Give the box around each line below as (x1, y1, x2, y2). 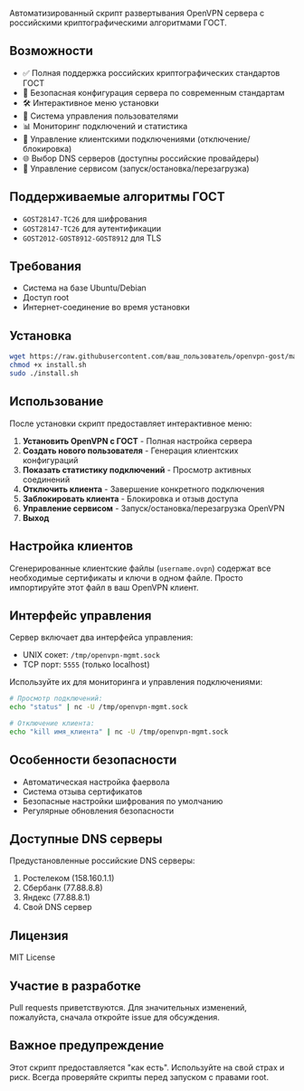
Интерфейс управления (9, 608, 152, 623)
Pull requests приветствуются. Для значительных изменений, (9, 1002, 247, 1013)
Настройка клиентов (9, 538, 134, 555)
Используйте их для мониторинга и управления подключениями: (9, 677, 263, 688)
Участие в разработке (9, 978, 142, 993)
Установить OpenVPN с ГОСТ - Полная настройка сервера (22, 435, 253, 446)
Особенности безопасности (9, 753, 177, 768)
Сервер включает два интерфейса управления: (9, 632, 194, 643)
